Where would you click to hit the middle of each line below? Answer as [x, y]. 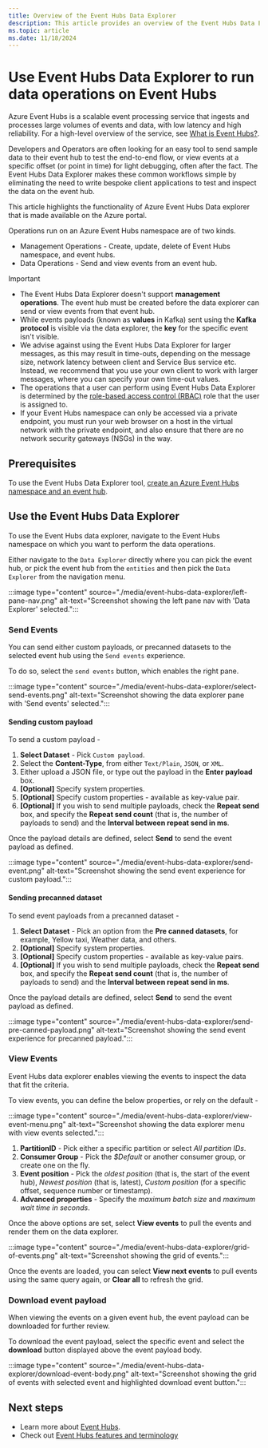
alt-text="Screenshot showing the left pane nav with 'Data [155, 601]
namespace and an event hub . [58, 491]
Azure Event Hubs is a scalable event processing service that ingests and [129, 117]
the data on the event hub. [51, 192]
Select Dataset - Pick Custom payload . [82, 755]
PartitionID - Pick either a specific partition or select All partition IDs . [133, 1148]
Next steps [36, 1408]
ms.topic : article [39, 30]
